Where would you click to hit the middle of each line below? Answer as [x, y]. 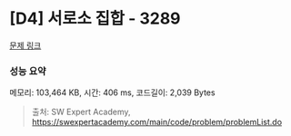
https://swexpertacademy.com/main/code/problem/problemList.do [157, 122]
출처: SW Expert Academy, [81, 112]
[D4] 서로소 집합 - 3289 [95, 19]
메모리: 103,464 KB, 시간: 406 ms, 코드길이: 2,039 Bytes [112, 92]
